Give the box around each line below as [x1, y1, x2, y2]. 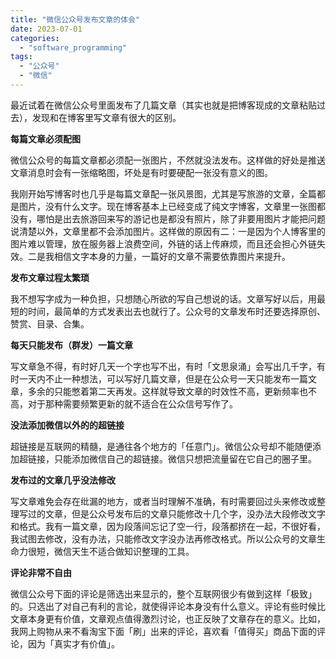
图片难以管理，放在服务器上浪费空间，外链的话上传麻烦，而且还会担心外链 [10, 237, 317, 250]
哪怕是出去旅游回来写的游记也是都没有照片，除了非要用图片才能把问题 [36, 212, 326, 225]
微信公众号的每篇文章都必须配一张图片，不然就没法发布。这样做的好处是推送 [10, 154, 326, 166]
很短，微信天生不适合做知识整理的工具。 [27, 545, 195, 557]
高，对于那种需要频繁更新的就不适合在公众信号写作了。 [10, 397, 238, 410]
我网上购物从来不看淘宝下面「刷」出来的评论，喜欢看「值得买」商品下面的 [10, 625, 317, 637]
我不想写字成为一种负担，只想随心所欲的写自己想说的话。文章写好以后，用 [10, 292, 317, 305]
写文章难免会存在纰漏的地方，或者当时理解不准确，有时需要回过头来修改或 [10, 495, 317, 507]
